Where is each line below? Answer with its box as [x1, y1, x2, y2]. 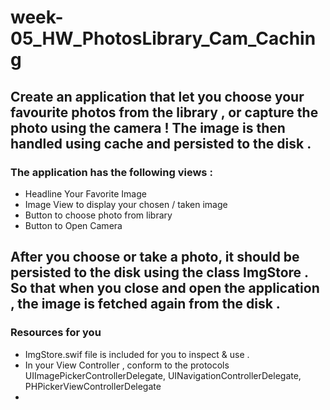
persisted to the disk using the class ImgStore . [10, 264, 309, 281]
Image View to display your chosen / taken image [24, 198, 228, 210]
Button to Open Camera [24, 219, 123, 231]
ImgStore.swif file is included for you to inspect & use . [24, 348, 250, 360]
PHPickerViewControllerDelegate [24, 380, 162, 392]
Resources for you [10, 326, 102, 340]
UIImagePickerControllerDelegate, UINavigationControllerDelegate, [24, 369, 302, 381]
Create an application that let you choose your [10, 88, 305, 105]
